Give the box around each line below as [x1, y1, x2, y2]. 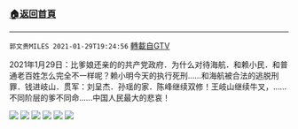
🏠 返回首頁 [9, 7, 57, 19]
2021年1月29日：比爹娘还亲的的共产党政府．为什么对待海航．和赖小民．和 [9, 59, 281, 70]
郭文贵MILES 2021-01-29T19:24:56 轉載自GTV [9, 41, 170, 51]
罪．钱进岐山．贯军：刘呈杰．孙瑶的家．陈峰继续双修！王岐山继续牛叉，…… [9, 81, 287, 92]
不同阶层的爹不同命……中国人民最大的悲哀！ [9, 93, 171, 103]
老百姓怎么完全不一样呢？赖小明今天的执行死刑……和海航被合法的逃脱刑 [16, 71, 279, 81]
